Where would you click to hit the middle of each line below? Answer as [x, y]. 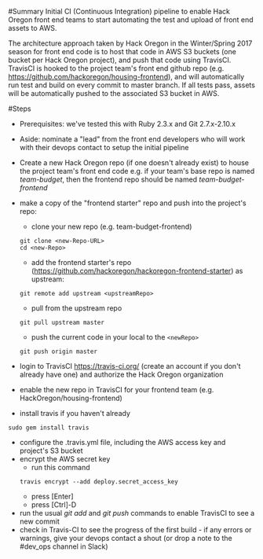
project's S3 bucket [51, 451]
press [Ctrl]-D [54, 505]
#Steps [20, 108]
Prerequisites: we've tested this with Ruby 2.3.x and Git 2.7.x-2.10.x [128, 124]
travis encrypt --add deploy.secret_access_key [99, 482]
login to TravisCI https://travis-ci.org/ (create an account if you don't [130, 366]
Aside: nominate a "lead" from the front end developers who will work [132, 139]
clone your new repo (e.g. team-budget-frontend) [111, 226]
